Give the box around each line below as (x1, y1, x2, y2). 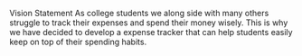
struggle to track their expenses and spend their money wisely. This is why (9, 17, 288, 28)
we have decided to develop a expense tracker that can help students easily (9, 27, 293, 37)
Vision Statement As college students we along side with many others (9, 8, 269, 18)
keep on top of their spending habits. (9, 36, 147, 47)
